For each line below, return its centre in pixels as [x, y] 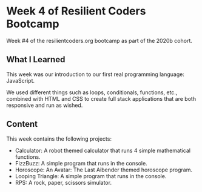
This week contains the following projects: [59, 139]
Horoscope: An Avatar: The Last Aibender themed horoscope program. [104, 170]
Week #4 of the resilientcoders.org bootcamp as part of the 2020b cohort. [99, 40]
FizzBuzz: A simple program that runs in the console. [81, 163]
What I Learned [36, 59]
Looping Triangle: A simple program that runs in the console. [91, 176]
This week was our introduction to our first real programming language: [96, 74]
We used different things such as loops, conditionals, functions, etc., [92, 92]
